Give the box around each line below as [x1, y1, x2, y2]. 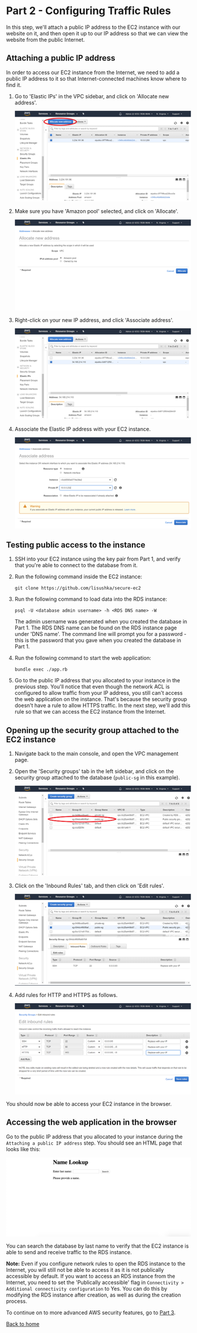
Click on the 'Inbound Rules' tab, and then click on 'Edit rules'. [14, 882, 165, 890]
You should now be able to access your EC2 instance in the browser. [6, 1100, 172, 1107]
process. [6, 1298, 28, 1305]
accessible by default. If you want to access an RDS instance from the [6, 1273, 175, 1280]
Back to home [6, 1321, 40, 1328]
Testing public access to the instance [6, 540, 145, 550]
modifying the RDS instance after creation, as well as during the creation [6, 1291, 181, 1299]
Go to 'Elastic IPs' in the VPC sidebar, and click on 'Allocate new [14, 92, 169, 100]
